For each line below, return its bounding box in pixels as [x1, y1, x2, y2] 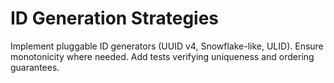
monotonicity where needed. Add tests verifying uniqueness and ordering [10, 50, 315, 62]
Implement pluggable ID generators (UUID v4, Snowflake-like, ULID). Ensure [10, 40, 324, 52]
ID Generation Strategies [10, 7, 220, 30]
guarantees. [10, 61, 60, 73]
